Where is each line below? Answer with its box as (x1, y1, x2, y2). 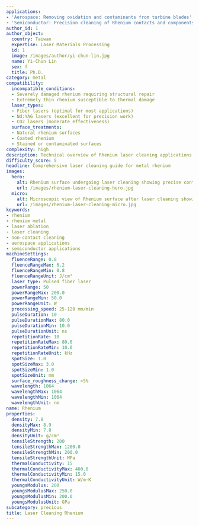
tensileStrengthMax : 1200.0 (11, 444, 81, 450)
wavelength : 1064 (11, 383, 54, 389)
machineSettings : (6, 251, 49, 257)
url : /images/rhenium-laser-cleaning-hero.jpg (17, 185, 134, 191)
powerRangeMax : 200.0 (11, 290, 65, 296)
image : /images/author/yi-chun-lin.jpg (11, 53, 110, 59)
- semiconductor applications (6, 245, 81, 252)
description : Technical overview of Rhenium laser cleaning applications (6, 152, 192, 158)
